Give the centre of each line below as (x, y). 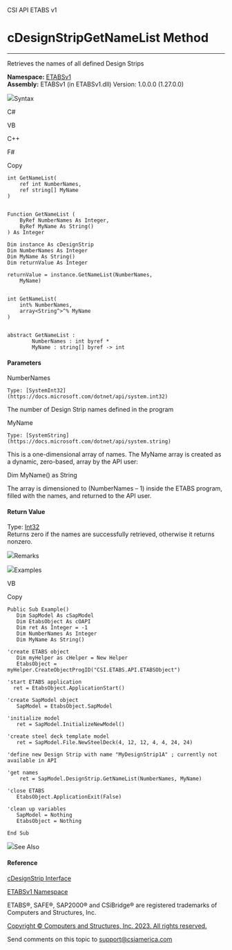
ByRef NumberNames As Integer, (65, 220)
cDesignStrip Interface (39, 878)
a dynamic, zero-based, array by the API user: (72, 462)
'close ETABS (26, 791)
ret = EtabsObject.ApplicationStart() (69, 688)
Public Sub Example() (38, 610)
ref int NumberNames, (50, 184)
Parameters (24, 363)
